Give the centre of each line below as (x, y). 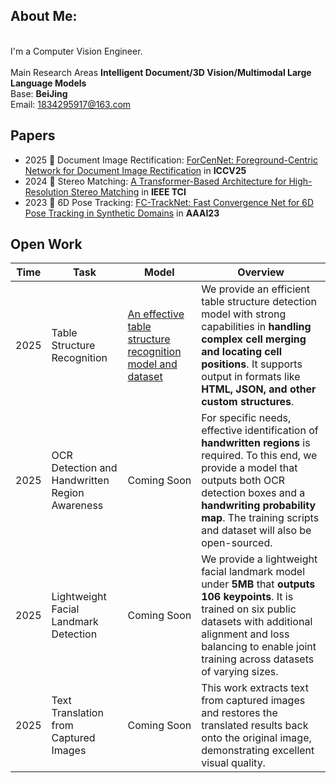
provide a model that (249, 468)
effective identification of (260, 431)
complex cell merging (254, 339)
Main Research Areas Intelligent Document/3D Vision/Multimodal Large (161, 72)
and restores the (239, 713)
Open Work (46, 244)
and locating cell (241, 352)
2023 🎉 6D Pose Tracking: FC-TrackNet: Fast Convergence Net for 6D (169, 202)
